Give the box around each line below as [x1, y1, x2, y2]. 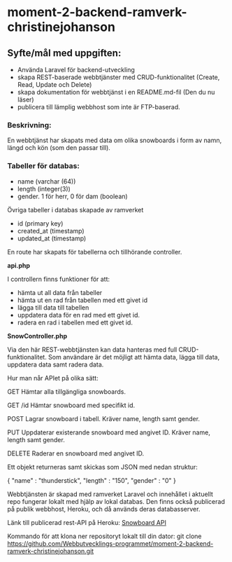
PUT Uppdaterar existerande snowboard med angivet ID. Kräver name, [7, 428, 211, 437]
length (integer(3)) [17, 184, 71, 193]
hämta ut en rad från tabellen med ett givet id [17, 296, 148, 304]
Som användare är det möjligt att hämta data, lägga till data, [48, 352, 220, 361]
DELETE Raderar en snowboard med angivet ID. [7, 449, 145, 458]
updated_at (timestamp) [17, 234, 87, 242]
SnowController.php [7, 331, 68, 340]
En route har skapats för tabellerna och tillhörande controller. [7, 247, 182, 256]
